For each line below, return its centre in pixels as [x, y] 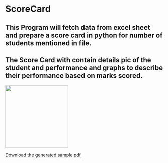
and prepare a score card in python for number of [84, 35]
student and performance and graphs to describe [84, 68]
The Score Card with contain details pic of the [78, 60]
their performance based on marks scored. [74, 76]
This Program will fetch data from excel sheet [78, 27]
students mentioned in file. [48, 43]
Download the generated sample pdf [43, 155]
